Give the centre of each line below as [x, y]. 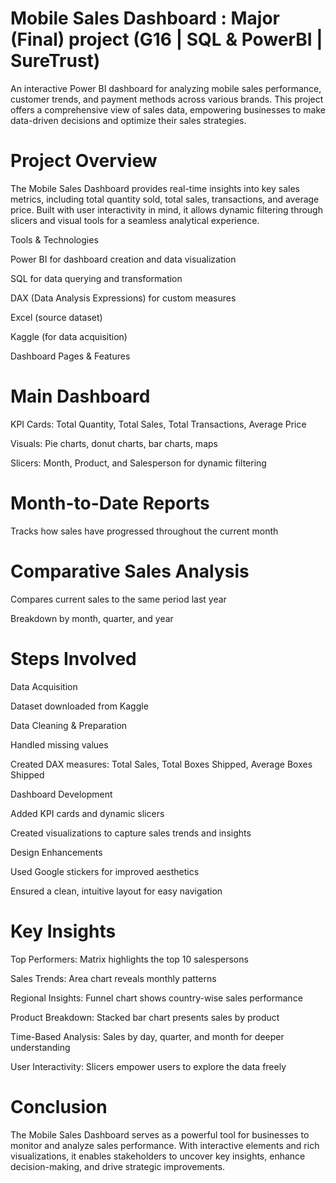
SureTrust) [55, 61]
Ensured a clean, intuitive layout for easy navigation [116, 891]
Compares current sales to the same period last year [118, 599]
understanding [40, 1047]
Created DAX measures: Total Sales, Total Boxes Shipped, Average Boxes [161, 764]
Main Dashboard [80, 396]
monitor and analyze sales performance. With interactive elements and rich [165, 1145]
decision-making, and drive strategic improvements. [118, 1166]
